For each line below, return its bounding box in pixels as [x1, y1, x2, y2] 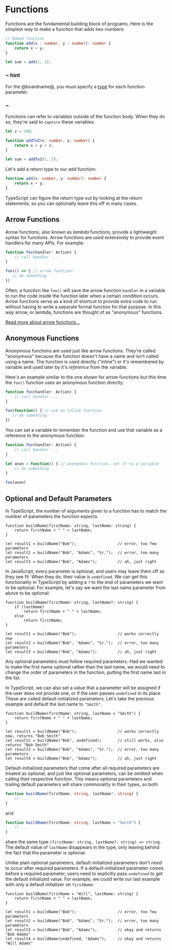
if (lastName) [14, 604, 45, 610]
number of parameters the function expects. [5, 513, 99, 519]
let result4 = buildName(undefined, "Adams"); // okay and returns [5, 936, 161, 942]
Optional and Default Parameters [5, 494, 112, 503]
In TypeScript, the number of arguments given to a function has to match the [5, 507, 167, 514]
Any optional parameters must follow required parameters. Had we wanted [5, 658, 163, 664]
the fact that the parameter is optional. [5, 850, 87, 856]
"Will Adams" [5, 941, 33, 946]
